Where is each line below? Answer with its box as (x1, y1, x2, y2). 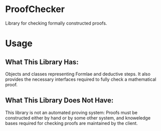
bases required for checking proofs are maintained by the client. (5, 120, 138, 126)
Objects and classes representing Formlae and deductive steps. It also (5, 71, 150, 77)
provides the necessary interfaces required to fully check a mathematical (5, 76, 156, 82)
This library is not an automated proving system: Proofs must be (5, 109, 138, 115)
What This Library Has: (5, 58, 79, 66)
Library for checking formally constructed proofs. (5, 20, 107, 26)
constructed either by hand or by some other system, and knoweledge (5, 114, 151, 121)
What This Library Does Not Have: (5, 96, 114, 105)
